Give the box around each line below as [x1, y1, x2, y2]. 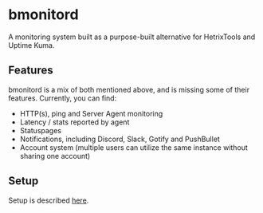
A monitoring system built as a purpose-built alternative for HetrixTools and [8, 32, 256, 41]
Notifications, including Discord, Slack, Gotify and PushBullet [19, 134, 221, 144]
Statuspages [19, 125, 62, 135]
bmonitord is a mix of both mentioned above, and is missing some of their [8, 85, 249, 94]
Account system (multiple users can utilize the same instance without [19, 142, 249, 152]
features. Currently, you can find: [8, 93, 117, 103]
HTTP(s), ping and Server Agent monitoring [19, 108, 163, 118]
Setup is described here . [8, 195, 89, 205]
